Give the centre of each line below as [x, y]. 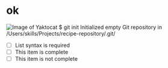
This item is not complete [46, 59]
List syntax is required [42, 45]
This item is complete [42, 52]
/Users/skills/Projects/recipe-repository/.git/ [61, 33]
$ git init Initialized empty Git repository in [110, 27]
